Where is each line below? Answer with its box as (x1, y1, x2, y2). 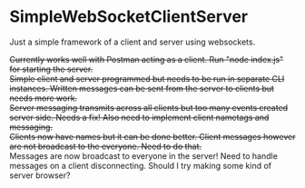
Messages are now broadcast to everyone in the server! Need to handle (9, 150, 279, 161)
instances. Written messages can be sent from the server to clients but (9, 83, 275, 94)
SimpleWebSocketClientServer (9, 6, 248, 27)
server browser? (9, 170, 71, 181)
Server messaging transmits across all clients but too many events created (9, 102, 289, 113)
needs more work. (9, 93, 78, 104)
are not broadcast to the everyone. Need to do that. (9, 141, 202, 152)
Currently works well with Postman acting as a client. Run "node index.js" (9, 54, 284, 64)
